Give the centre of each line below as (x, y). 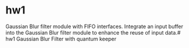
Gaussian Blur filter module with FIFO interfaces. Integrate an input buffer (94, 26)
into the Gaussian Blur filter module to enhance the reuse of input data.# (93, 32)
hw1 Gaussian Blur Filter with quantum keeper (61, 39)
